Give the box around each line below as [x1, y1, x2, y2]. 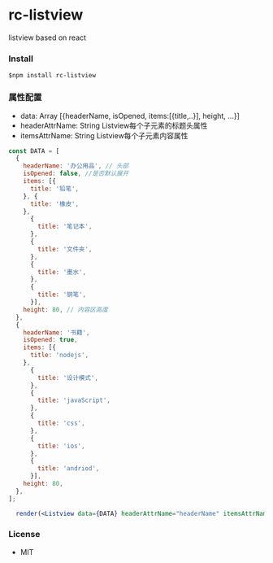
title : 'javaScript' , [37, 396, 111, 404]
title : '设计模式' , [37, 373, 99, 382]
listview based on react [8, 33, 87, 42]
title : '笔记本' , [37, 222, 93, 231]
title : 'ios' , [37, 442, 85, 450]
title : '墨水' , [37, 268, 87, 276]
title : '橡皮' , [29, 199, 80, 208]
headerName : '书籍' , [23, 328, 90, 337]
